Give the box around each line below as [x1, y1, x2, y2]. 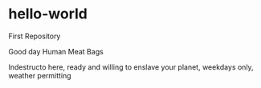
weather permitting [8, 70, 71, 80]
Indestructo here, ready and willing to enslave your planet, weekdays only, [8, 62, 255, 72]
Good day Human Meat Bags [8, 46, 104, 56]
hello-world [8, 5, 88, 23]
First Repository [8, 31, 61, 41]
